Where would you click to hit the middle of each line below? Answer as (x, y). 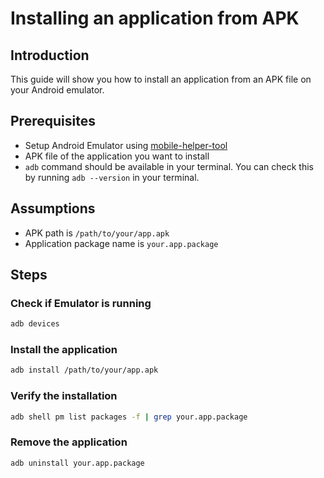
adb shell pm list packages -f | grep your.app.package (129, 417)
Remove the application (69, 442)
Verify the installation (64, 396)
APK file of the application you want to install (117, 156)
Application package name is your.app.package (121, 243)
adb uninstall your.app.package (77, 463)
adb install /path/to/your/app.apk (84, 370)
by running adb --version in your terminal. (112, 177)
